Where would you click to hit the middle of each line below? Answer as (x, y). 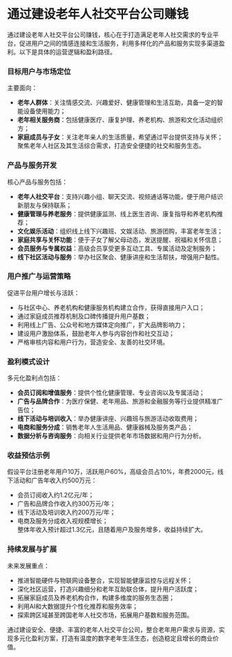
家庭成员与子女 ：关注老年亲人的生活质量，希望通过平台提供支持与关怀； (120, 137)
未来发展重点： (28, 565)
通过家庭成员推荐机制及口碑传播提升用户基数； (84, 316)
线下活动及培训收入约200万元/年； (66, 513)
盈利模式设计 (29, 361)
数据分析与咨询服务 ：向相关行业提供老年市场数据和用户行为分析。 (111, 436)
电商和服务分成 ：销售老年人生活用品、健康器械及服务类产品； (105, 427)
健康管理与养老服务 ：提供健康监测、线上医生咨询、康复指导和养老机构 (117, 213)
